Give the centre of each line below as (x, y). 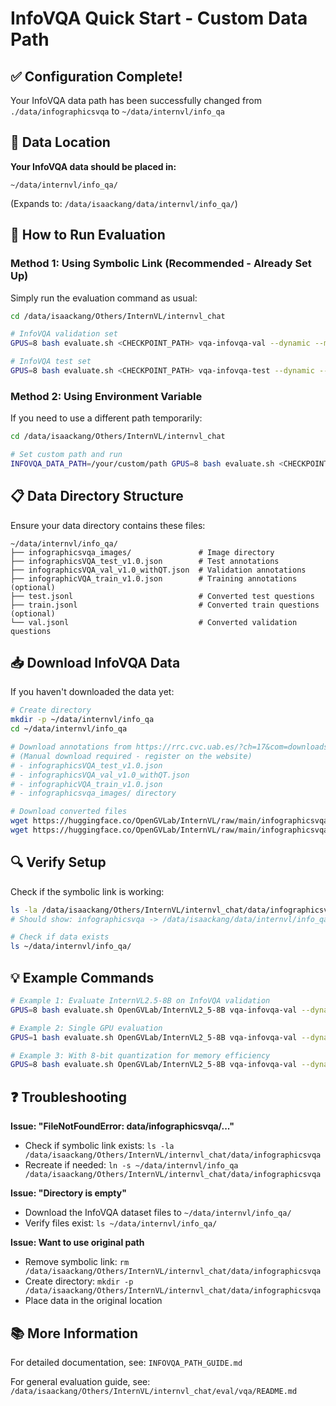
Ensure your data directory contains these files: (108, 525)
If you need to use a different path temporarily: (106, 418)
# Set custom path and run (66, 455)
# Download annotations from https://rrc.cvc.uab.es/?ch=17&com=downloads (169, 747)
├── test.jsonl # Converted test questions (162, 596)
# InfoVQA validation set (64, 334)
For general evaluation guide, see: (80, 1381)
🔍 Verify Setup (58, 862)
